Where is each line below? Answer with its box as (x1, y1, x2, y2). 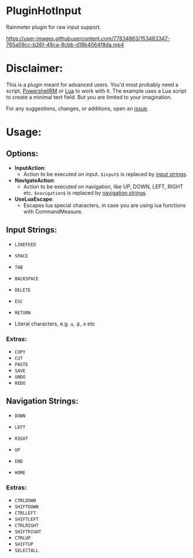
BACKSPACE (14, 276, 39, 282)
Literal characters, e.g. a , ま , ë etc (14, 320, 96, 327)
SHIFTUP (14, 542, 33, 547)
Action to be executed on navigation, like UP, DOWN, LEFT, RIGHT (23, 183, 184, 190)
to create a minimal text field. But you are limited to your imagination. (6, 93, 172, 100)
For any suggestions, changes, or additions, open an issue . (6, 104, 149, 112)
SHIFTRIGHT (14, 529, 42, 535)
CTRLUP (14, 535, 31, 541)
